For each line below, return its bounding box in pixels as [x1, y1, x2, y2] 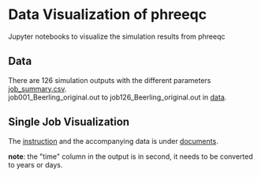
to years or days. [8, 160, 63, 169]
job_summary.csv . [8, 84, 67, 93]
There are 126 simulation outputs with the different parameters [8, 75, 211, 85]
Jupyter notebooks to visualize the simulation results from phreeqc [8, 32, 226, 41]
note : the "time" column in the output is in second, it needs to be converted [8, 152, 254, 161]
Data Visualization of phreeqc [8, 6, 207, 24]
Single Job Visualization [8, 115, 130, 129]
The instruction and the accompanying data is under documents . [8, 136, 218, 145]
